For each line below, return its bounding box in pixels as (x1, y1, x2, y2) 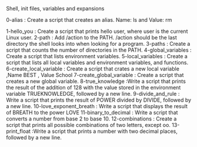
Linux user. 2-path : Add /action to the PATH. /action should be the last (6, 34, 178, 41)
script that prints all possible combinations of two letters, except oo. (6, 122, 171, 128)
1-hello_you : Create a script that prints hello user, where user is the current (6, 28, 188, 35)
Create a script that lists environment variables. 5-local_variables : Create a (6, 53, 188, 59)
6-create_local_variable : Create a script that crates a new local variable (6, 65, 179, 72)
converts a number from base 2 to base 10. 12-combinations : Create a (6, 115, 177, 122)
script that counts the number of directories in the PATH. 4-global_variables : (6, 46, 192, 54)
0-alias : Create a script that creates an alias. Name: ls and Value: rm (6, 16, 172, 23)
